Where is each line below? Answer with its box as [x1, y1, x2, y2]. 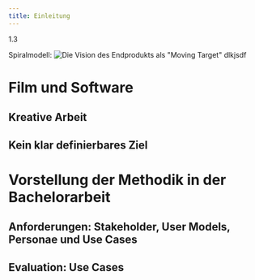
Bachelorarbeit [8, 187, 111, 206]
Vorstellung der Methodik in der [8, 170, 227, 189]
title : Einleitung [8, 11, 70, 20]
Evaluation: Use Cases [8, 261, 124, 274]
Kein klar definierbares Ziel [8, 138, 148, 152]
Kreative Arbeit [8, 110, 87, 124]
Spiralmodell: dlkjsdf [8, 50, 247, 59]
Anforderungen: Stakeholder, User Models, [8, 220, 231, 234]
